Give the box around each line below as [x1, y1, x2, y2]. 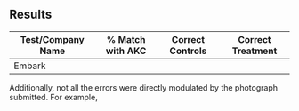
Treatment [231, 44, 278, 57]
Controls [169, 44, 207, 57]
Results [9, 7, 53, 22]
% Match [106, 33, 146, 45]
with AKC [105, 44, 147, 57]
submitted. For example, [9, 91, 98, 102]
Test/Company [20, 33, 85, 45]
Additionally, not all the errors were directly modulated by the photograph [9, 82, 279, 92]
